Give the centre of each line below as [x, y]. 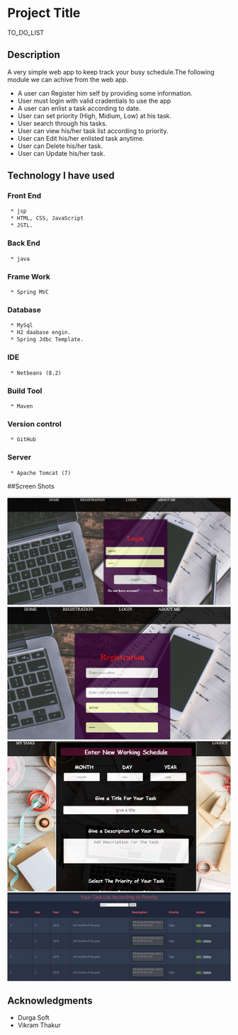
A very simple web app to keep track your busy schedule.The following [111, 72]
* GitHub [23, 440]
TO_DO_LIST [26, 33]
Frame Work [29, 276]
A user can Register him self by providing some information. [105, 93]
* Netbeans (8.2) [36, 373]
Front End [24, 196]
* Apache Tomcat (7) [41, 473]
